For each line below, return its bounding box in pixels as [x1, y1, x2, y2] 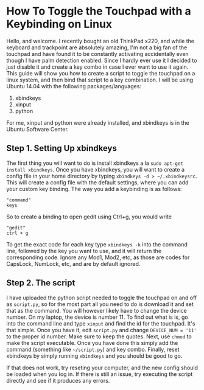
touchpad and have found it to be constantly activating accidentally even [6, 50, 189, 57]
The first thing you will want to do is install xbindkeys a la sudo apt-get [6, 159, 184, 167]
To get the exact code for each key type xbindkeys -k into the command [6, 240, 188, 248]
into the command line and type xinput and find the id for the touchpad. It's [6, 319, 195, 327]
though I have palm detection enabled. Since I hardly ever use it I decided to [6, 57, 197, 64]
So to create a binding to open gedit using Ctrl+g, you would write [6, 213, 172, 220]
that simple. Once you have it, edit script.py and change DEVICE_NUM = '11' [6, 326, 197, 333]
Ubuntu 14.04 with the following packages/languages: [6, 82, 142, 89]
